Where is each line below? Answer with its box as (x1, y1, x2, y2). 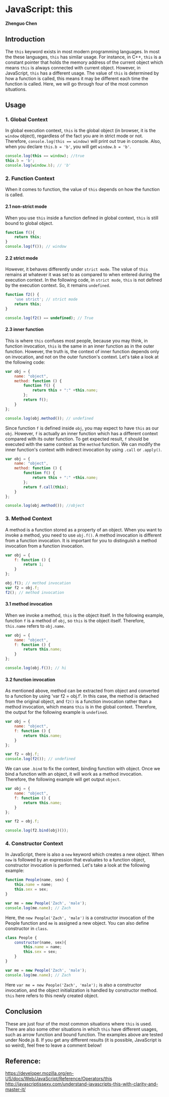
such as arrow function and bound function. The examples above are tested (5, 1031, 163, 1037)
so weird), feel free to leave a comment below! (5, 1042, 102, 1048)
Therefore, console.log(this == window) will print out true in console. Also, (5, 138, 161, 144)
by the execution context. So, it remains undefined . (5, 282, 110, 288)
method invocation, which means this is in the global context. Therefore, (5, 704, 157, 710)
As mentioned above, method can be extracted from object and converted (5, 688, 160, 694)
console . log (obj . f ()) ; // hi (5, 665, 67, 671)
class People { (5, 935, 37, 940)
